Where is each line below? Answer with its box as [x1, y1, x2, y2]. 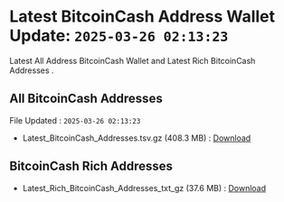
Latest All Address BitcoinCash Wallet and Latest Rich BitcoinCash [9, 55, 256, 66]
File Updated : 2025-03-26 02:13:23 [9, 115, 141, 125]
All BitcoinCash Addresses [9, 91, 163, 106]
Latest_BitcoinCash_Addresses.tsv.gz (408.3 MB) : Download [22, 133, 251, 143]
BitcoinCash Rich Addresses [9, 159, 174, 174]
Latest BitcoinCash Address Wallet [9, 6, 276, 27]
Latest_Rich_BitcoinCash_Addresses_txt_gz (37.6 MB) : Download [22, 182, 267, 193]
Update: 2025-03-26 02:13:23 [9, 25, 229, 46]
